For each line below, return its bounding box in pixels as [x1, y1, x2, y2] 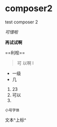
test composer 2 [5, 19, 38, 25]
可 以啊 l [17, 60, 34, 66]
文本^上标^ [5, 117, 27, 123]
